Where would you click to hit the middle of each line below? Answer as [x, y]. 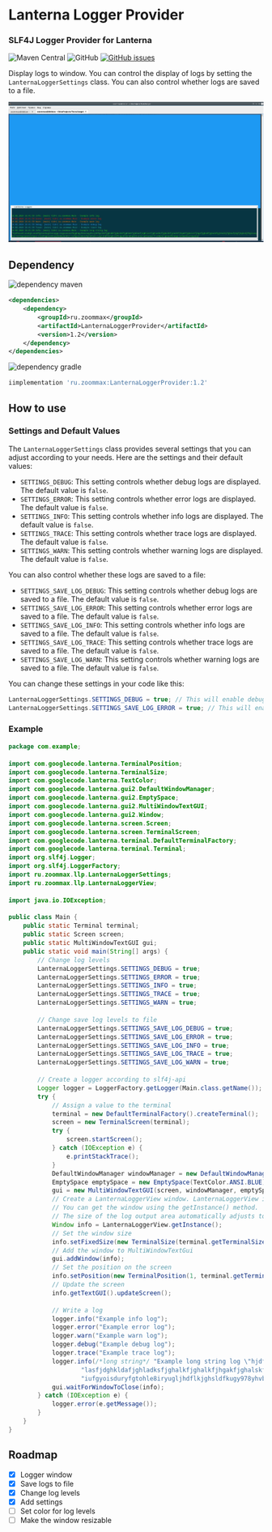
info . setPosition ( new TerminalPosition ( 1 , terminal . [142, 1276]
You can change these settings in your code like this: [96, 683]
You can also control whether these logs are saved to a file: [107, 574]
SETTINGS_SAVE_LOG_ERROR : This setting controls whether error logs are [136, 607]
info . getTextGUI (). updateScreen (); [112, 1293]
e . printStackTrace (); [102, 1156]
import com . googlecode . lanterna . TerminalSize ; [88, 772]
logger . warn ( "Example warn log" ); [110, 1336]
